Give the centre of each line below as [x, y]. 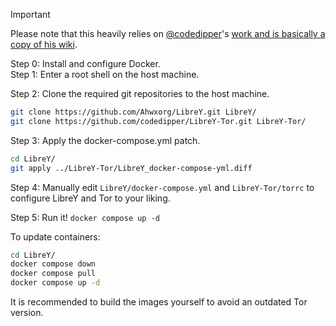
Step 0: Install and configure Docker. [85, 63]
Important [30, 14]
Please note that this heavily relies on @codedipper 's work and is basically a [168, 33]
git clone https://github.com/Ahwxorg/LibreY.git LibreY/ [133, 112]
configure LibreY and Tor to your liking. [90, 198]
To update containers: [55, 236]
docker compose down [53, 264]
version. [27, 312]
